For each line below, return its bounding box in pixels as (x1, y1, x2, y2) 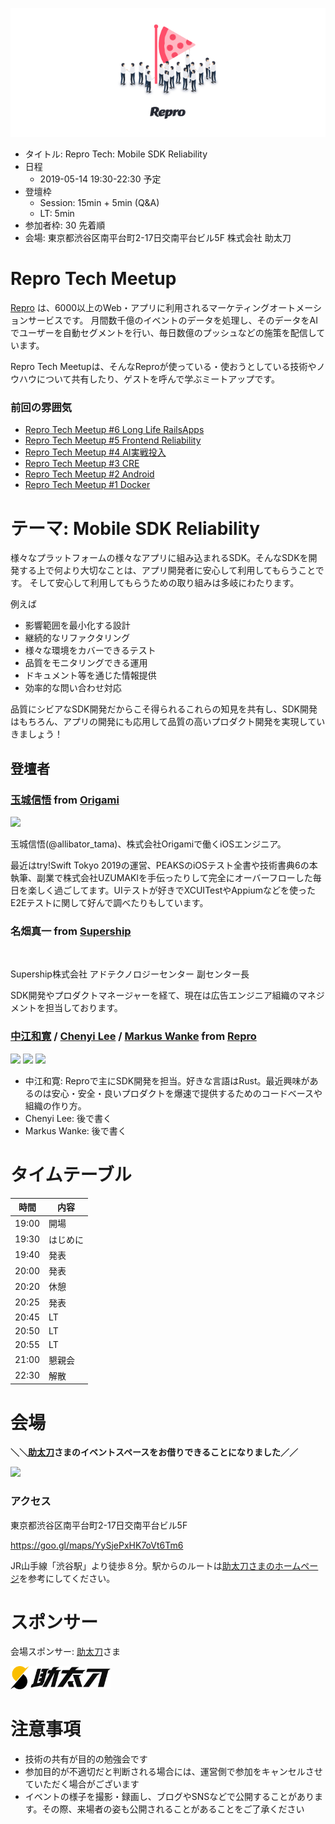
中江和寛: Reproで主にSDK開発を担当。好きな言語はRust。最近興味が (24, 1074, 310, 1087)
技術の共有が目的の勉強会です (24, 1753, 148, 1765)
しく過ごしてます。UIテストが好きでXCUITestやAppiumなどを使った (36, 884, 316, 897)
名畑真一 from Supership (10, 924, 132, 938)
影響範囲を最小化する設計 (24, 619, 131, 632)
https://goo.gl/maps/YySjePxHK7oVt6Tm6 (10, 1539, 184, 1551)
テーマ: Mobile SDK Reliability (10, 517, 261, 540)
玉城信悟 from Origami (10, 793, 120, 807)
